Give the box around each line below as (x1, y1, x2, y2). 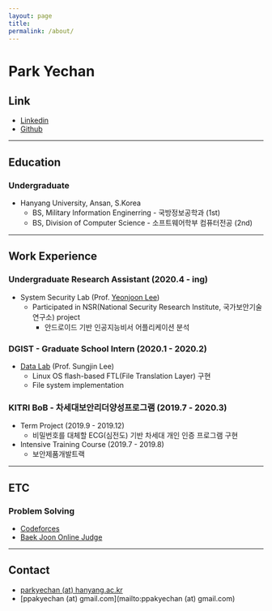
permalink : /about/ (8, 27, 74, 35)
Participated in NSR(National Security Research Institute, (32, 302, 221, 312)
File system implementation (32, 381, 124, 390)
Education (8, 155, 62, 169)
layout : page (8, 11, 53, 20)
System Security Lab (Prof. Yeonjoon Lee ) (19, 292, 160, 302)
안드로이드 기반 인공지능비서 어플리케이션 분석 (44, 322, 190, 332)
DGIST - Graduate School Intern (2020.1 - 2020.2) (8, 342, 208, 354)
